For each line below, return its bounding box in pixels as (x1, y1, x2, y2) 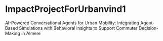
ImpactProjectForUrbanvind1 (5, 3, 126, 15)
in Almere (21, 30, 41, 36)
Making (5, 30, 21, 36)
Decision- (138, 25, 159, 31)
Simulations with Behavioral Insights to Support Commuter (19, 25, 138, 31)
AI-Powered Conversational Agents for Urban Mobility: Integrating (5, 20, 139, 26)
